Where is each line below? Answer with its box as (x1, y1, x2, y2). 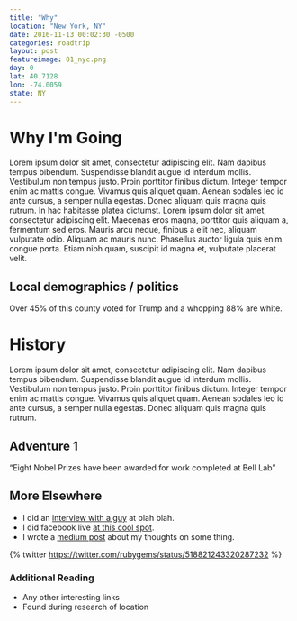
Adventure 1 (9, 438, 78, 453)
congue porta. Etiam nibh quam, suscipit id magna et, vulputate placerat (9, 243, 276, 254)
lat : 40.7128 (9, 72, 58, 81)
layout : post (9, 47, 58, 56)
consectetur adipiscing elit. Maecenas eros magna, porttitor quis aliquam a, (9, 215, 289, 225)
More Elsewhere (9, 489, 103, 504)
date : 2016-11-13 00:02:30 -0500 (9, 30, 135, 39)
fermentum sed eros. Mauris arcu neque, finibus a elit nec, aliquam (9, 224, 258, 235)
